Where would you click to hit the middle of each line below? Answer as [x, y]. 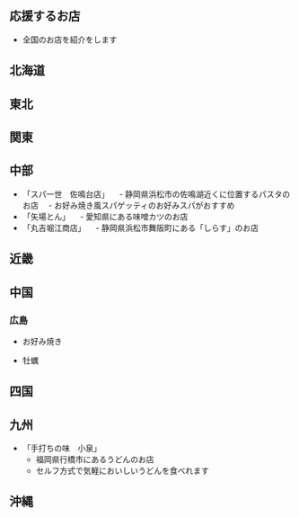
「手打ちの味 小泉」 [62, 449]
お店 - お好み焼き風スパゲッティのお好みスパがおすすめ [128, 205]
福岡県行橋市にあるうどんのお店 [95, 459]
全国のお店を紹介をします [70, 40]
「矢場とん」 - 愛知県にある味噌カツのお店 [105, 216]
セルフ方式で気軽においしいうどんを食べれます [122, 471]
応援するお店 [45, 16]
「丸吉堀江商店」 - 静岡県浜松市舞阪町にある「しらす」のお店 [140, 227]
